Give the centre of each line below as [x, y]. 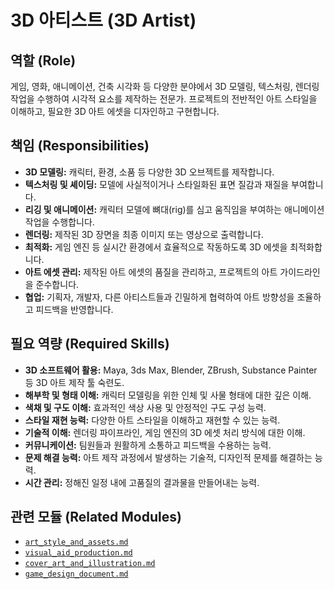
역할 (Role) [43, 60]
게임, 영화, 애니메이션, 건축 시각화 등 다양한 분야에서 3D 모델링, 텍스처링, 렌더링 [165, 86]
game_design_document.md [76, 574]
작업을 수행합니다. [59, 222]
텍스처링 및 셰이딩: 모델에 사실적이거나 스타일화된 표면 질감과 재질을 [157, 184]
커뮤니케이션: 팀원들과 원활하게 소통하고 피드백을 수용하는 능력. [148, 445]
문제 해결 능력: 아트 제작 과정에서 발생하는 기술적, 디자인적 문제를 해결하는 [168, 457]
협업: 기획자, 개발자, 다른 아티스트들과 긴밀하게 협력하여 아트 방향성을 [159, 297]
